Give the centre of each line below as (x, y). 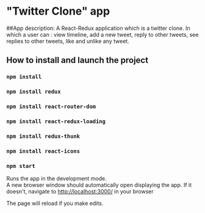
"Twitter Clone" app (58, 11)
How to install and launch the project (77, 60)
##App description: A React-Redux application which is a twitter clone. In (98, 28)
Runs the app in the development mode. (56, 179)
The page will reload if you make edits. (55, 203)
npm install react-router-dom (51, 107)
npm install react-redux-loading (56, 121)
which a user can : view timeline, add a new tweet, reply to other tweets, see (103, 34)
